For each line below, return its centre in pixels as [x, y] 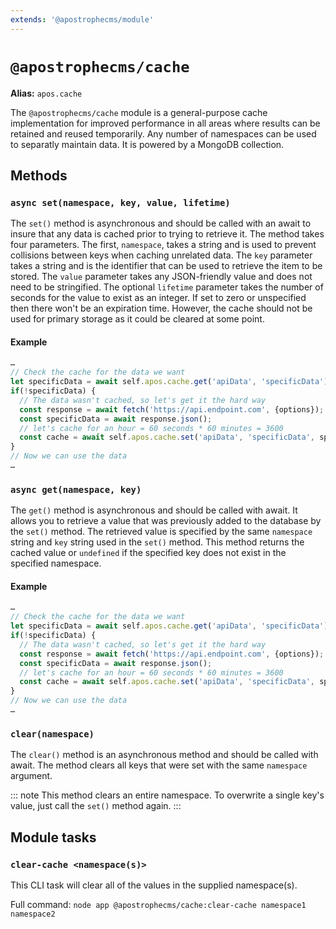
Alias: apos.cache [46, 93]
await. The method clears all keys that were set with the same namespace [159, 765]
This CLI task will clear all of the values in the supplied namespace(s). [154, 885]
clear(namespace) [52, 734]
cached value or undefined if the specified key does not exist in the [148, 553]
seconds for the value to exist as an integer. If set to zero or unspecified [158, 298]
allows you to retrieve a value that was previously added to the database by [166, 521]
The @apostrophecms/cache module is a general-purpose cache [139, 112]
